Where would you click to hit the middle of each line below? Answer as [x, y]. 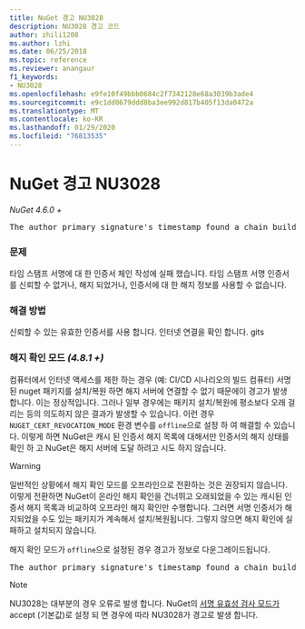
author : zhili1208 [44, 35]
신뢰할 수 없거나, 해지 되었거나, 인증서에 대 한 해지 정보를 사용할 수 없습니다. [153, 285]
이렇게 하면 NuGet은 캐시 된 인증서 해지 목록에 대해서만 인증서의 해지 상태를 [155, 436]
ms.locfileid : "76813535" [58, 136]
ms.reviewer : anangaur [52, 69]
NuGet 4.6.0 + [36, 209]
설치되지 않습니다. [65, 530]
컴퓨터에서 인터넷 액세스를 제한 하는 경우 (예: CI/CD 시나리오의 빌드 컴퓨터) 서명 [151, 379]
